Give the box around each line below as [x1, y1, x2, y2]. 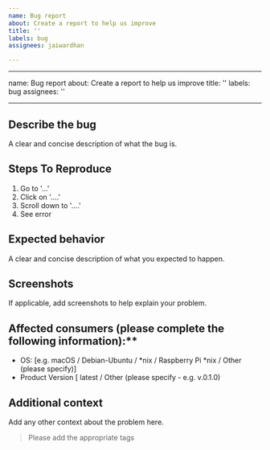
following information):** [8, 334, 138, 348]
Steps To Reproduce [8, 162, 112, 176]
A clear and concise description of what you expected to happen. [8, 254, 225, 264]
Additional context [8, 395, 103, 410]
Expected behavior [8, 232, 105, 246]
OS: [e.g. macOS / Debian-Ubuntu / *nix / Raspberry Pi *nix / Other [19, 355, 243, 366]
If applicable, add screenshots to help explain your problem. [8, 298, 207, 308]
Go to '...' [19, 183, 50, 193]
